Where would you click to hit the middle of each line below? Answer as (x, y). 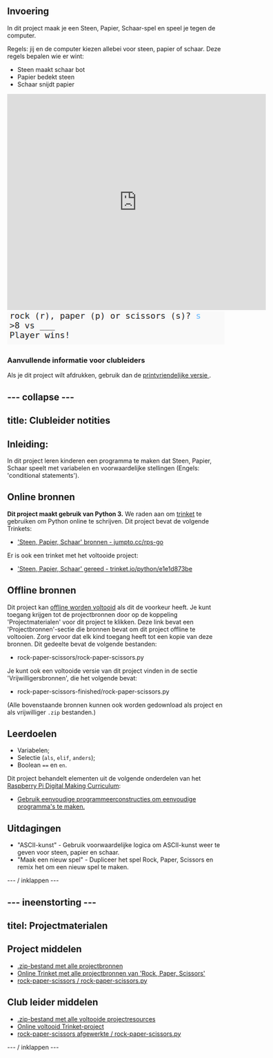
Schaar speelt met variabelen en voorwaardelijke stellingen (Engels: (103, 468)
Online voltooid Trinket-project (61, 1026)
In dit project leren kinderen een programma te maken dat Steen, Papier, (110, 461)
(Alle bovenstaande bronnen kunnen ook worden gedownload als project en (115, 705)
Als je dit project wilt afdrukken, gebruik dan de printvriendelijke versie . (109, 375)
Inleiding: (28, 444)
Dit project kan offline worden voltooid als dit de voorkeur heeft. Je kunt (109, 607)
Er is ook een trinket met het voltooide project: (73, 555)
